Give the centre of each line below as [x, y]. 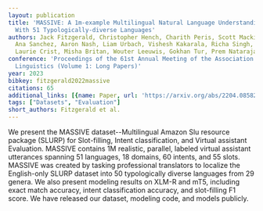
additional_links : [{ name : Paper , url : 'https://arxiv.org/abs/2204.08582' [134, 95]
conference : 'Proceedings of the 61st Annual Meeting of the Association [131, 59]
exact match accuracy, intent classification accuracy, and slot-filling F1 [122, 190]
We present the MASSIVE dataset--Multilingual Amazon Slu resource [119, 132]
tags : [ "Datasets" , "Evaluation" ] [65, 102]
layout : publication [42, 15]
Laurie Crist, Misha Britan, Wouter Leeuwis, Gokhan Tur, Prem [120, 52]
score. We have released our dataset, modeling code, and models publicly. [128, 198]
